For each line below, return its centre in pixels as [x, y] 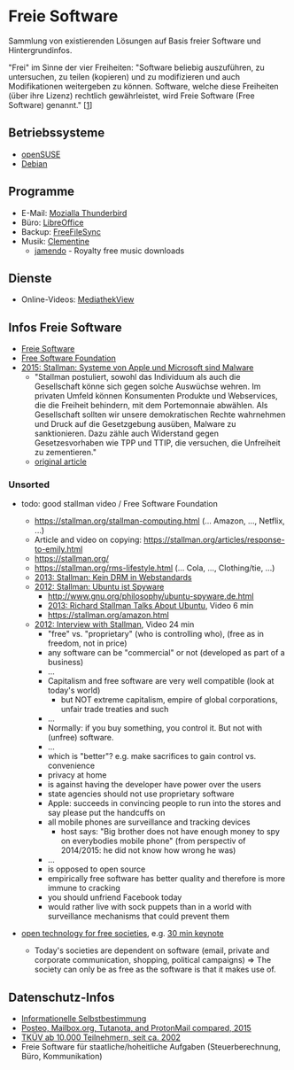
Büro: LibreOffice [52, 222]
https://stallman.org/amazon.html [108, 615]
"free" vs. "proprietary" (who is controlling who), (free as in [156, 634]
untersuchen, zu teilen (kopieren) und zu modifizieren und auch [124, 76]
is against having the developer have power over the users [155, 785]
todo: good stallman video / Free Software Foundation [119, 504]
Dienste [30, 278]
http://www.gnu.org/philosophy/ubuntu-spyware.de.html [151, 596]
